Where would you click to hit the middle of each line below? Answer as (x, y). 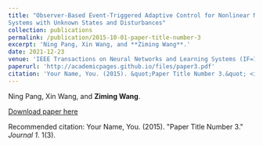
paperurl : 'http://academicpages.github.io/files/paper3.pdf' (112, 67)
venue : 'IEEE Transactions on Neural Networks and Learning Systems (122, 60)
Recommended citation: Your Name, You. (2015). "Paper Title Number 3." (126, 126)
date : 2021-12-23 (36, 52)
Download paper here (43, 111)
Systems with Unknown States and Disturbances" (87, 23)
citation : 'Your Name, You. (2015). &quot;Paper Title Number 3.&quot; (127, 74)
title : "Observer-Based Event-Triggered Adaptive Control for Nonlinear (129, 15)
